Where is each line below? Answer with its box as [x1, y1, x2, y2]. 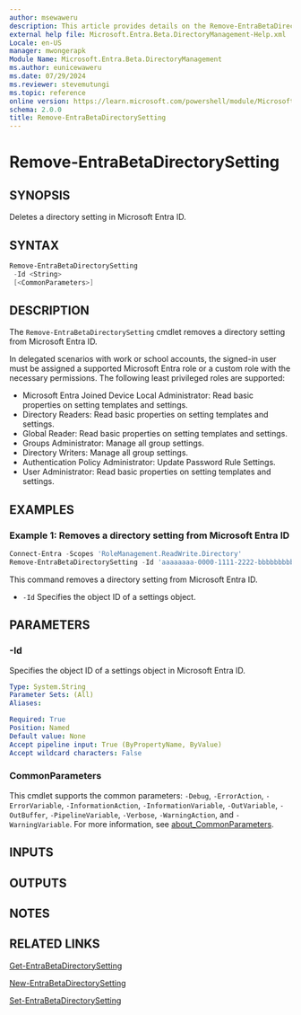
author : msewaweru [9, 13, 78, 22]
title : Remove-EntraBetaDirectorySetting [9, 113, 167, 122]
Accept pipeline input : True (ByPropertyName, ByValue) [9, 740, 222, 749]
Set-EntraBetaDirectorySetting [9, 994, 122, 1006]
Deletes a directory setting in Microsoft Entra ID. [9, 212, 186, 223]
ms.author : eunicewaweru [9, 64, 102, 73]
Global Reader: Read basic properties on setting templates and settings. [21, 428, 288, 439]
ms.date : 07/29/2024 [9, 72, 87, 81]
